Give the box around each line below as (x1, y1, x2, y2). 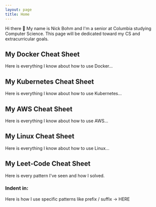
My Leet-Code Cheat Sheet (5, 160, 91, 168)
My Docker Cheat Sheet (5, 50, 80, 58)
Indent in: (5, 185, 29, 192)
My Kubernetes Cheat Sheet (5, 77, 94, 86)
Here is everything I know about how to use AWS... (5, 118, 109, 124)
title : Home (5, 12, 30, 17)
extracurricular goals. (5, 35, 49, 42)
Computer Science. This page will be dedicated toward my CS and (5, 31, 140, 36)
